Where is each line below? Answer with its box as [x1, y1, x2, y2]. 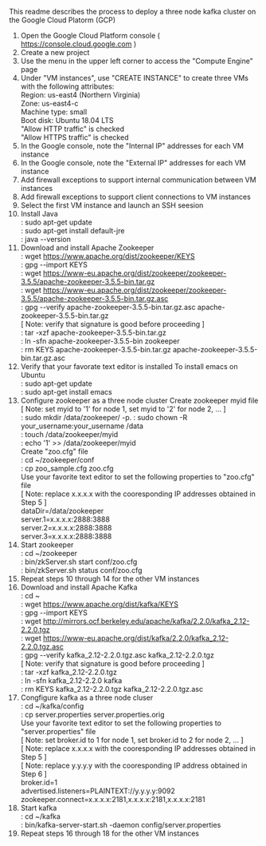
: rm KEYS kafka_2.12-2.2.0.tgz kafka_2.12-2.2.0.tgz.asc [20, 685, 204, 693]
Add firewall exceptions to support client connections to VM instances [20, 192, 252, 201]
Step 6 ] [20, 769, 47, 778]
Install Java [20, 209, 58, 218]
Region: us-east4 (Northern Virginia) [20, 90, 141, 99]
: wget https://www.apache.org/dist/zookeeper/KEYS [20, 252, 195, 260]
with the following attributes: [20, 81, 115, 91]
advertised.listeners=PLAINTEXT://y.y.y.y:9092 [20, 786, 176, 796]
